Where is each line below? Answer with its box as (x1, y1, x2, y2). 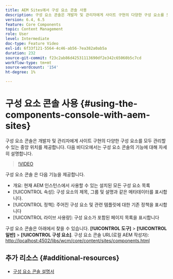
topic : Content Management (5, 27, 63, 32)
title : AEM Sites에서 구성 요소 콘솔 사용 (5, 7, 87, 13)
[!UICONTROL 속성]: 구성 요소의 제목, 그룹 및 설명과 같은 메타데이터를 (12, 189, 154, 195)
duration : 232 (5, 50, 36, 55)
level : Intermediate (5, 36, 50, 42)
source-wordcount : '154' (5, 65, 59, 70)
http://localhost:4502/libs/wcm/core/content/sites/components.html (5, 237, 150, 244)
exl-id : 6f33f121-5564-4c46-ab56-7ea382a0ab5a (5, 46, 107, 51)
